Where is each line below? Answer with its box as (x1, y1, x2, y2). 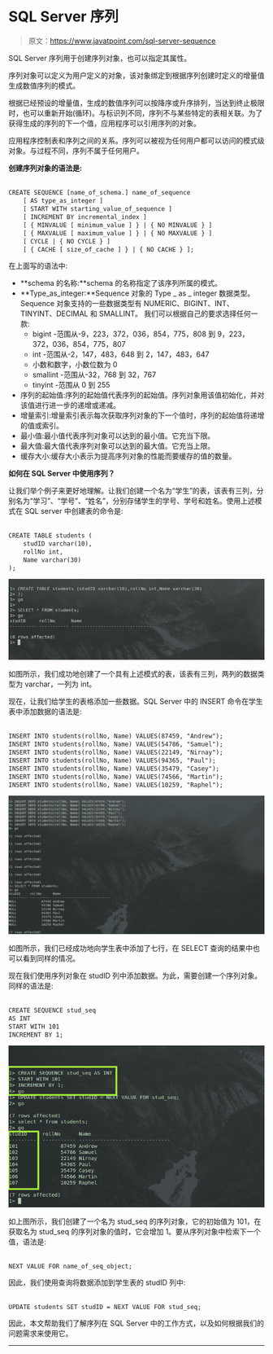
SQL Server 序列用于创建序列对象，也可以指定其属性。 (8, 53, 192, 63)
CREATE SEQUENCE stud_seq (8, 1006, 96, 1014)
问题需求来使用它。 (8, 1328, 73, 1338)
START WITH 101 (8, 1023, 60, 1031)
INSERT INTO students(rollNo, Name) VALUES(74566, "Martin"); (8, 773, 223, 781)
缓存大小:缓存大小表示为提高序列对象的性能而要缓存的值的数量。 (19, 451, 236, 461)
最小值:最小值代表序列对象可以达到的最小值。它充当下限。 (19, 431, 215, 440)
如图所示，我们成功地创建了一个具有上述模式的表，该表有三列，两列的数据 (8, 668, 258, 678)
